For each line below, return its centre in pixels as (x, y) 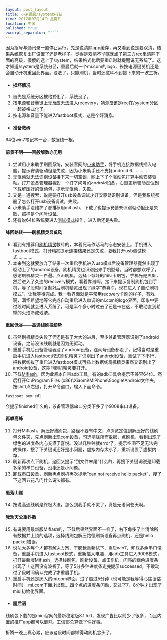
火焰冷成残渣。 (37, 313)
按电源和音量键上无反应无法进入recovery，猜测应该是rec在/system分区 (85, 103)
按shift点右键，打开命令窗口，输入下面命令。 (58, 387)
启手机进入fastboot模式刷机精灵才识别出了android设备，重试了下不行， (85, 356)
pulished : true (21, 28)
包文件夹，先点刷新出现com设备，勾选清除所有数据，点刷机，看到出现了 (87, 437)
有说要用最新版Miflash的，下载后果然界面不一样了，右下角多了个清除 (83, 529)
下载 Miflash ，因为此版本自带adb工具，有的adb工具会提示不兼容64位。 (85, 374)
